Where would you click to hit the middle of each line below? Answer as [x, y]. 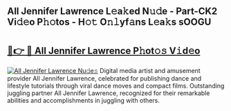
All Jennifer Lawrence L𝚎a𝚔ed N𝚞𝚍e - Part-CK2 [112, 11]
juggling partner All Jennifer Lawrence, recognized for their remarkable [109, 93]
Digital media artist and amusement [150, 71]
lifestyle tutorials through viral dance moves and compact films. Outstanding [116, 86]
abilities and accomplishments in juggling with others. [84, 100]
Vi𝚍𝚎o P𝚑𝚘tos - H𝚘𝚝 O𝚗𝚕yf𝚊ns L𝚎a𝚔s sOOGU [109, 22]
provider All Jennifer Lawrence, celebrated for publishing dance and [104, 78]
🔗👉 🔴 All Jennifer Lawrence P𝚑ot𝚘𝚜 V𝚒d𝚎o [104, 51]
